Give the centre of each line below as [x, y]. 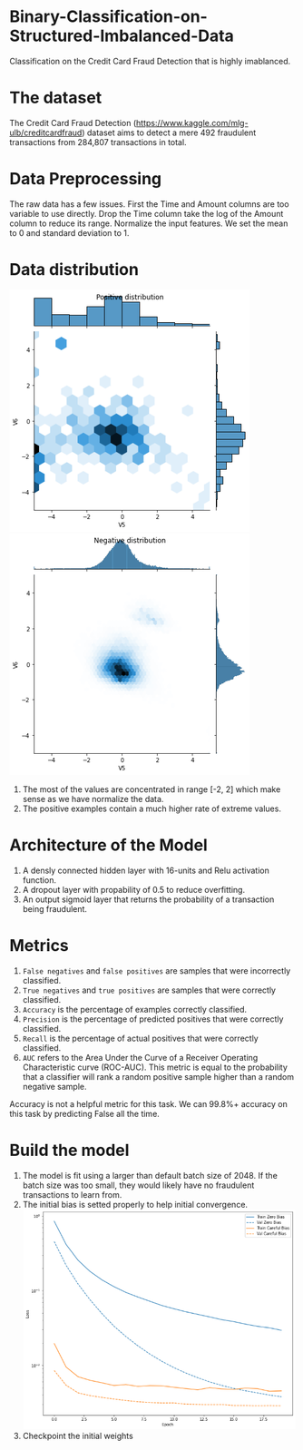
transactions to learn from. [72, 1194]
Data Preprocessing [86, 179]
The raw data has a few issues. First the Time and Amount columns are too [149, 204]
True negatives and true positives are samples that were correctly [149, 990]
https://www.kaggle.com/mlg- [192, 122]
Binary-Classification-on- [109, 17]
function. [39, 880]
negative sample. [55, 1086]
